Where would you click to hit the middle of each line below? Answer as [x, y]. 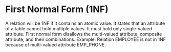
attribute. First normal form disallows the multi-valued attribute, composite [84, 34]
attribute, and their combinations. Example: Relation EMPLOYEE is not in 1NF [86, 39]
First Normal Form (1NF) [57, 9]
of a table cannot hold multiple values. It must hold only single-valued [79, 28]
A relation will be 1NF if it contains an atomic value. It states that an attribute [85, 23]
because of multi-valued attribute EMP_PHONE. [56, 44]
